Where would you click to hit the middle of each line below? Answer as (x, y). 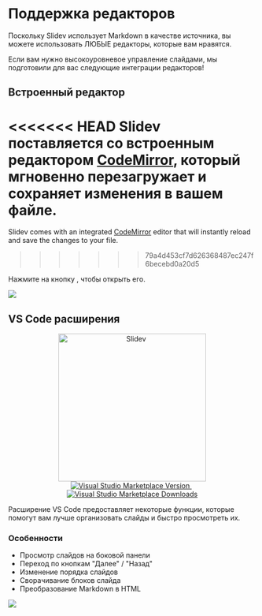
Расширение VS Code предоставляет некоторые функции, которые (121, 510)
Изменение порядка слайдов (69, 572)
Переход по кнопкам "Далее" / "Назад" (86, 564)
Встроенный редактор (67, 93)
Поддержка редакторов (92, 14)
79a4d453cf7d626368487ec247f (199, 256)
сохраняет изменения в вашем (116, 193)
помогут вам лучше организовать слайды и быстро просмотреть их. (124, 518)
